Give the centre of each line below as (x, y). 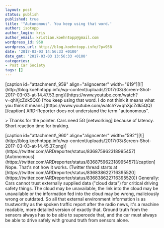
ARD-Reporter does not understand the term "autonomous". (88, 111)
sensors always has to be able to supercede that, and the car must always (81, 215)
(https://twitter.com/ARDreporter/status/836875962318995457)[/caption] (80, 162)
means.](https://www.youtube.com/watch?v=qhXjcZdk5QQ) (91, 106)
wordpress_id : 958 (24, 42)
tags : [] (14, 70)
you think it (17, 106)
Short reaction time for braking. (37, 126)
